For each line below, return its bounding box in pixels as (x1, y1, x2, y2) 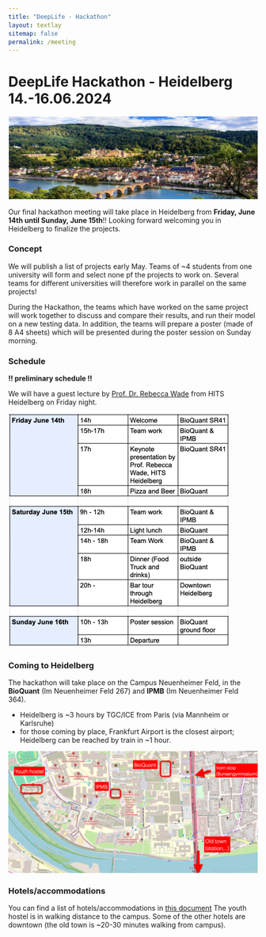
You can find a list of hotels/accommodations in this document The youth (8, 904, 247, 913)
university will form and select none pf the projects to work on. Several (8, 270, 239, 279)
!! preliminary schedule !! (8, 373, 93, 384)
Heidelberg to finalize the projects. (8, 224, 121, 233)
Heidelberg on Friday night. (8, 397, 97, 407)
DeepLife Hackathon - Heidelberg (8, 73, 234, 91)
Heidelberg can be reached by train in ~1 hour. (19, 736, 172, 745)
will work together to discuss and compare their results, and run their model (8, 310, 256, 320)
